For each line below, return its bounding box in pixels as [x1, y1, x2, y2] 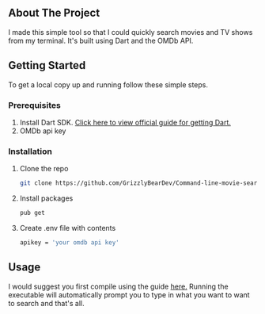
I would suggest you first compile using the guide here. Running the [8, 281, 229, 291]
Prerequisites [8, 99, 61, 110]
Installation [8, 146, 53, 157]
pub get [19, 209, 45, 217]
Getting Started [8, 59, 86, 72]
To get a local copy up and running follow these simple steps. [8, 79, 208, 90]
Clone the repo [19, 164, 69, 174]
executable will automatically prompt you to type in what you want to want [8, 289, 251, 300]
